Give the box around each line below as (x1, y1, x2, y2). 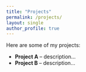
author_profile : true (6, 25, 60, 32)
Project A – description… (14, 53, 76, 60)
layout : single (6, 20, 44, 26)
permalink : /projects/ (6, 14, 62, 20)
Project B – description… (14, 60, 75, 67)
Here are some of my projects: (6, 42, 81, 49)
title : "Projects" (6, 8, 52, 15)
